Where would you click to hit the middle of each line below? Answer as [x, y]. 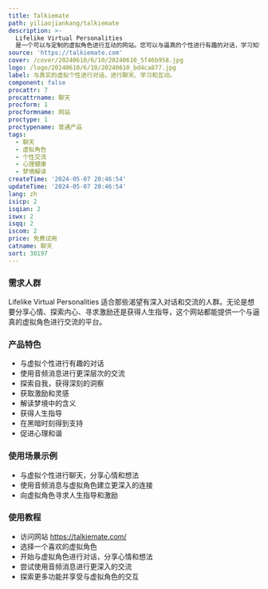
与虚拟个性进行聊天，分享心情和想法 [79, 475]
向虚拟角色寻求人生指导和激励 [69, 495]
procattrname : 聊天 [39, 98]
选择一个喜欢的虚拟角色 [58, 546]
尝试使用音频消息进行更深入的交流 [76, 566]
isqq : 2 [21, 224]
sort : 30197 [28, 253]
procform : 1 [28, 105]
